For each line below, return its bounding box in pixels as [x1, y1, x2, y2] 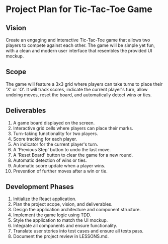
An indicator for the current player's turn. [13, 141, 99, 147]
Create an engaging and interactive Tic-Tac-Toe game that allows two [6, 37, 150, 43]
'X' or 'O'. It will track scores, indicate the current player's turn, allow [6, 86, 148, 92]
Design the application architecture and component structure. [13, 207, 141, 213]
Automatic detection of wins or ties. [13, 157, 87, 163]
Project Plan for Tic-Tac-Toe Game [6, 4, 152, 15]
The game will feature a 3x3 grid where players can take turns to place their [6, 81, 163, 87]
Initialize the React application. [13, 196, 77, 202]
